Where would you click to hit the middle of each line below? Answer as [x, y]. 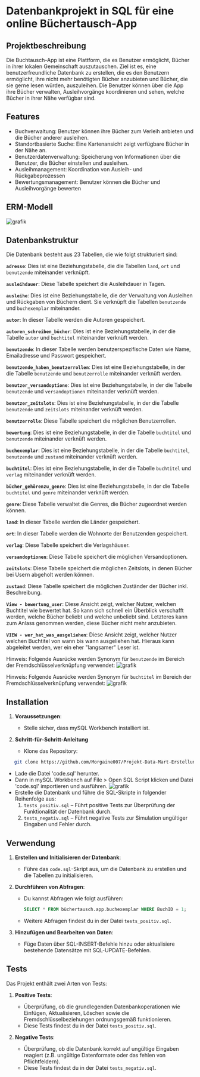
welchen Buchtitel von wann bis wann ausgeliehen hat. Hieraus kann [90, 641]
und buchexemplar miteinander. [44, 308]
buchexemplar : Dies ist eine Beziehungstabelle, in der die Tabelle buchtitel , [98, 450]
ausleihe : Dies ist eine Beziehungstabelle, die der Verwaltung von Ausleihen [100, 296]
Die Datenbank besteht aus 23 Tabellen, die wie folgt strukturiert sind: [92, 254]
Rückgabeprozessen [40, 176]
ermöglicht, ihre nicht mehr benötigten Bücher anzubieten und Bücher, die [97, 79]
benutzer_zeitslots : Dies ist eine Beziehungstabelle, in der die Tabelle [93, 403]
